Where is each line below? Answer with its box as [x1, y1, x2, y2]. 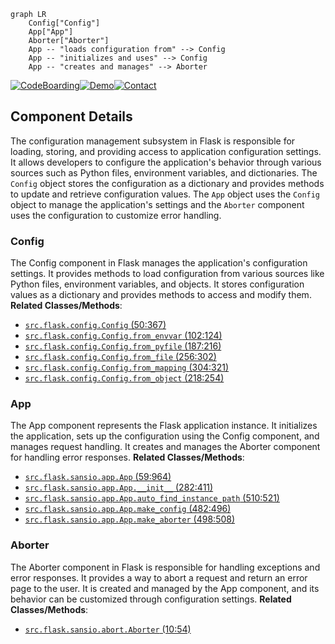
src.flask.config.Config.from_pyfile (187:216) [24, 340, 222, 352]
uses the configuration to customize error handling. [10, 209, 222, 221]
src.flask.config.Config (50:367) [24, 319, 167, 331]
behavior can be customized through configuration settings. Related [10, 593, 292, 605]
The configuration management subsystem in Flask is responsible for [10, 135, 296, 147]
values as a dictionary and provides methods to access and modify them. [10, 289, 312, 301]
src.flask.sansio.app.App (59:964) [24, 471, 172, 483]
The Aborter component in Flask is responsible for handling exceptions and [10, 561, 321, 573]
